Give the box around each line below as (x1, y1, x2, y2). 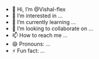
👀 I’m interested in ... (11, 12, 63, 19)
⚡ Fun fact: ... (11, 47, 45, 54)
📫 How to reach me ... (11, 32, 68, 39)
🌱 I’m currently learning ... (11, 19, 76, 25)
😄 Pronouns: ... (11, 40, 51, 48)
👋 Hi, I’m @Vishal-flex (11, 6, 66, 13)
